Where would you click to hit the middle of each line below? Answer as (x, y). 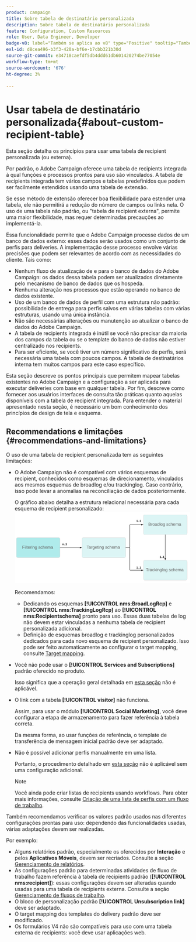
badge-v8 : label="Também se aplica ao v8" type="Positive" (79, 43)
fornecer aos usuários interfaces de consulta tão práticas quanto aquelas (94, 395)
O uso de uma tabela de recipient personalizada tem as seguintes (85, 455)
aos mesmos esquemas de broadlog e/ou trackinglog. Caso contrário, (98, 485)
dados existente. (34, 296)
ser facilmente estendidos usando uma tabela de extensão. (77, 187)
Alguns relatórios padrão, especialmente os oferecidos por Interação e (100, 852)
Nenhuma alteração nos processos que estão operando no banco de (97, 290)
